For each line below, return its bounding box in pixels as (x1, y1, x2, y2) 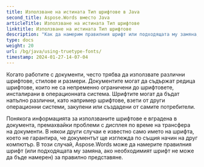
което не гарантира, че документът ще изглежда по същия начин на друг (6, 134, 198, 141)
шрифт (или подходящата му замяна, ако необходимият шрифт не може (6, 147, 194, 154)
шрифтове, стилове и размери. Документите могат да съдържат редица (6, 77, 195, 84)
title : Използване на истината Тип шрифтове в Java (6, 9, 140, 15)
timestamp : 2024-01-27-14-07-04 (6, 54, 88, 60)
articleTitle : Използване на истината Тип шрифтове (6, 20, 140, 26)
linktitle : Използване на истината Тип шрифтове (6, 26, 132, 32)
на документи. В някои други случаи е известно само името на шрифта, (6, 128, 194, 135)
